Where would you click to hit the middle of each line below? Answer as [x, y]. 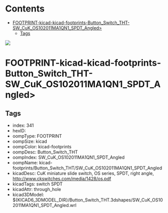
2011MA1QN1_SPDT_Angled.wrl [44, 205]
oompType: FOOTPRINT [37, 136]
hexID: [19, 130]
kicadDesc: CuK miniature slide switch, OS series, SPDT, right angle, [83, 173]
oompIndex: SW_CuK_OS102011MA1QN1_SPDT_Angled [68, 157]
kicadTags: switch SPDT [37, 184]
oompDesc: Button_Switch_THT [45, 152]
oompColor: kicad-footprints [42, 146]
